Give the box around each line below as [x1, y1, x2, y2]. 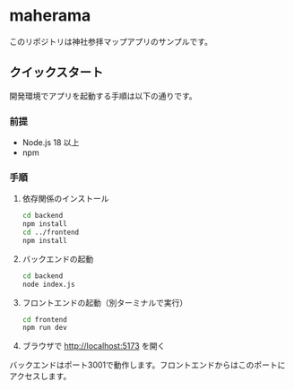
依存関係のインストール [22, 194, 109, 204]
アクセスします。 [9, 371, 72, 382]
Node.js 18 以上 [22, 137, 80, 148]
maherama [9, 5, 91, 26]
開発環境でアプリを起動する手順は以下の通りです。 [9, 91, 197, 101]
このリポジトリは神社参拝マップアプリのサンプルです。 [9, 36, 213, 47]
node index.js [22, 280, 75, 289]
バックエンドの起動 [22, 253, 94, 264]
